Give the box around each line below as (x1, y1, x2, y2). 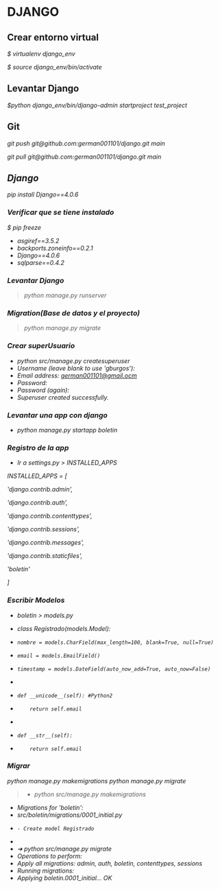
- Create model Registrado (16, 825, 95, 832)
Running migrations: (16, 866, 74, 875)
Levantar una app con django (7, 410, 108, 419)
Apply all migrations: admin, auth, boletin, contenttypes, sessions (16, 859, 203, 867)
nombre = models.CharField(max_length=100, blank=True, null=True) (16, 639, 214, 646)
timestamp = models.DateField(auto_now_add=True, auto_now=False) (16, 665, 211, 673)
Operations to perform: (16, 852, 82, 860)
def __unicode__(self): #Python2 (16, 692, 113, 699)
